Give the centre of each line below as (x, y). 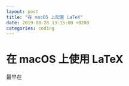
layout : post (22, 12)
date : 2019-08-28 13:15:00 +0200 (48, 23)
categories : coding (30, 28)
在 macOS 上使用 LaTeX (65, 59)
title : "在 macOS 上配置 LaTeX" (45, 17)
